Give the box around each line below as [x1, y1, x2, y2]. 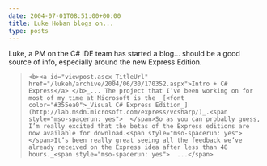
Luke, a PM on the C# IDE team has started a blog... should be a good [8, 49, 241, 59]
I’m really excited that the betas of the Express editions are [28, 122, 250, 131]
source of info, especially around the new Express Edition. [8, 57, 202, 67]
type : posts [8, 27, 49, 35]
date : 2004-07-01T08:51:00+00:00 [8, 11, 121, 20]
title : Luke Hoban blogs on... [8, 19, 114, 27]
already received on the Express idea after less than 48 [28, 143, 228, 151]
